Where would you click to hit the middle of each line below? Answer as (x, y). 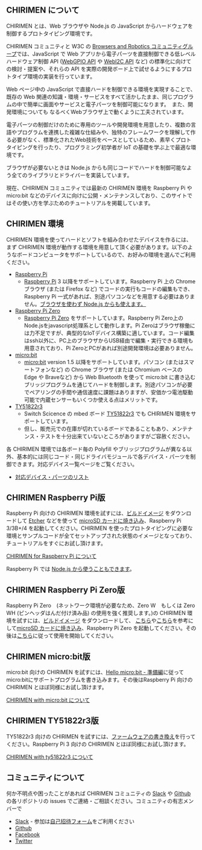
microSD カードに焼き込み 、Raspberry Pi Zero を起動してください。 (101, 628)
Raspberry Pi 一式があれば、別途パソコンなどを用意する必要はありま (109, 296)
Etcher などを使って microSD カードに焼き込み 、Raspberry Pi (105, 521)
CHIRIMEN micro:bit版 (48, 656)
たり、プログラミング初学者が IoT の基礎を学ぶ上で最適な (119, 147)
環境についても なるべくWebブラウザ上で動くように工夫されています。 (99, 112)
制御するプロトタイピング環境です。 (51, 33)
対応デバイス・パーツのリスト (52, 477)
